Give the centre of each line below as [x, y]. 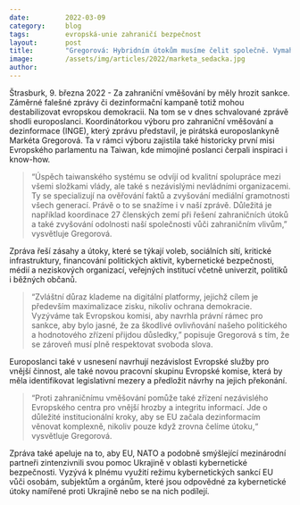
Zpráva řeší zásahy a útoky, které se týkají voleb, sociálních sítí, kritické [141, 250]
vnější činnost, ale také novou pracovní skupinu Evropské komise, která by [146, 371]
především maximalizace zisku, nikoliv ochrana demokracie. [142, 306]
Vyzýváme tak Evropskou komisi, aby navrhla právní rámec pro [147, 316]
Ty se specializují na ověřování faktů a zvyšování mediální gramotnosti [160, 195]
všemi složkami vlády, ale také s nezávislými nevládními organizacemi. [161, 186]
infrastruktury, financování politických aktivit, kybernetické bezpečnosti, [142, 260]
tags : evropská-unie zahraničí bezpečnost [105, 34]
